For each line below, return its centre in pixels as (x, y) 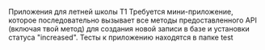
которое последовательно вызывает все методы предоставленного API (132, 20)
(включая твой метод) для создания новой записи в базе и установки (129, 29)
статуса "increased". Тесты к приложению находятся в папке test (121, 37)
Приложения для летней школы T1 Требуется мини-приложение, (121, 12)
